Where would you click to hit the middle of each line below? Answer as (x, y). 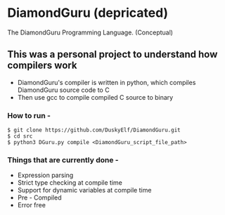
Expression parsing (45, 175)
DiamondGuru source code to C (64, 90)
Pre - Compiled (39, 197)
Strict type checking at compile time (70, 183)
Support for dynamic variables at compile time (84, 190)
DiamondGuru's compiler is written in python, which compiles (107, 82)
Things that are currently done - (63, 159)
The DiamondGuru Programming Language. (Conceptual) (90, 32)
